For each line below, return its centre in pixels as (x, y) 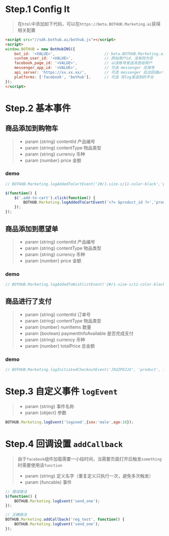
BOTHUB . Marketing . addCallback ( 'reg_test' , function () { (65, 519)
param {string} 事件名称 (50, 407)
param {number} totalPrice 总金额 (60, 346)
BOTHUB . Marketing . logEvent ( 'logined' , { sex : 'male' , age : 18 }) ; (70, 422)
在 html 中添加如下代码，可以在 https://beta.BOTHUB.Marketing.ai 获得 (89, 24)
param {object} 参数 (46, 413)
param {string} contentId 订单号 (58, 314)
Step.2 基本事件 (38, 108)
